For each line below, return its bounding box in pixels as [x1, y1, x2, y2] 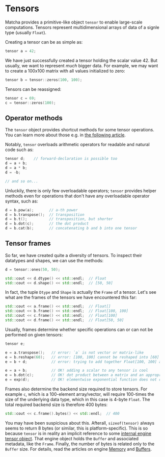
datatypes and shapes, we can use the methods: [5, 257, 104, 263]
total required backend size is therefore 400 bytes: [5, 402, 108, 407]
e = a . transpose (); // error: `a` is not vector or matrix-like [5, 350, 144, 355]
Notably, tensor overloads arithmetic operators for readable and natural [5, 142, 150, 148]
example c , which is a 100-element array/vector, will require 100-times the [5, 391, 155, 397]
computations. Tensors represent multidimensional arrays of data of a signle [5, 24, 160, 30]
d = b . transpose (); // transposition [5, 212, 84, 217]
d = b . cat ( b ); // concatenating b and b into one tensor [5, 226, 137, 231]
